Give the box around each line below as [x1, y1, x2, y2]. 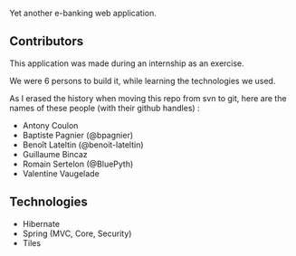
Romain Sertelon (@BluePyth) [22, 158, 134, 169]
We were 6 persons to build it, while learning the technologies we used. [9, 75, 276, 86]
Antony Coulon [22, 119, 79, 130]
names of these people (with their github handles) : [9, 102, 201, 113]
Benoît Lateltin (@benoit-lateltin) [22, 139, 144, 150]
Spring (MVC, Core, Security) [22, 228, 132, 239]
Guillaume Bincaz [22, 148, 88, 159]
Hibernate [22, 218, 61, 229]
